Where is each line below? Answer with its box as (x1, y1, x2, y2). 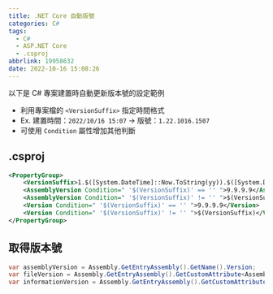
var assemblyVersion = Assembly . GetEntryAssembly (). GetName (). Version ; (8, 263, 256, 271)
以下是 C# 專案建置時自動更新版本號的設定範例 (8, 88, 165, 97)
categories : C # (8, 19, 60, 28)
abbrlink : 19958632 (8, 58, 75, 66)
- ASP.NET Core (15, 42, 67, 50)
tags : (8, 27, 27, 35)
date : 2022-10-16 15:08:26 (8, 65, 100, 73)
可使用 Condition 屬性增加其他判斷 (19, 125, 136, 135)
